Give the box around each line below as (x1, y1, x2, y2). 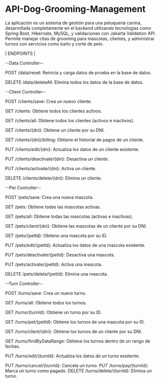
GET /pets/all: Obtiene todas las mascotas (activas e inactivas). (5, 213, 133, 219)
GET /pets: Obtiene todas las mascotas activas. (5, 204, 101, 210)
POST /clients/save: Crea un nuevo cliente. (5, 98, 92, 104)
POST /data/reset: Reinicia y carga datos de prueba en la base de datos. (5, 69, 152, 75)
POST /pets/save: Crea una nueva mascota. (5, 194, 94, 200)
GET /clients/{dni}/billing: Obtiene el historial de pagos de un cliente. (5, 137, 144, 143)
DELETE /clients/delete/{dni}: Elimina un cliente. (5, 175, 102, 181)
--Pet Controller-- (5, 185, 41, 191)
